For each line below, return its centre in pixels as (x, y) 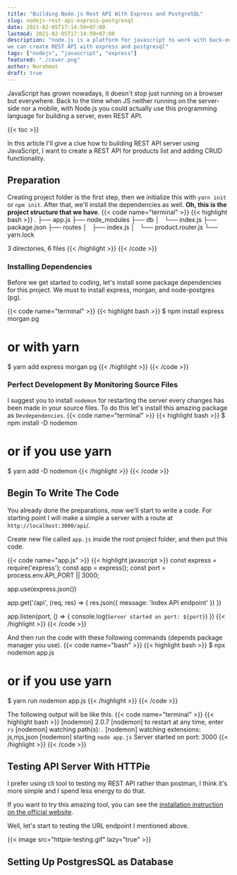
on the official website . (41, 812)
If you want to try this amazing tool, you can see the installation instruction (115, 805)
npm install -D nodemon (42, 423)
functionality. (26, 158)
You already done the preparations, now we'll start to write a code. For (110, 510)
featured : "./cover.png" (44, 60)
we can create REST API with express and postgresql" (88, 47)
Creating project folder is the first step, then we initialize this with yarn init (117, 197)
